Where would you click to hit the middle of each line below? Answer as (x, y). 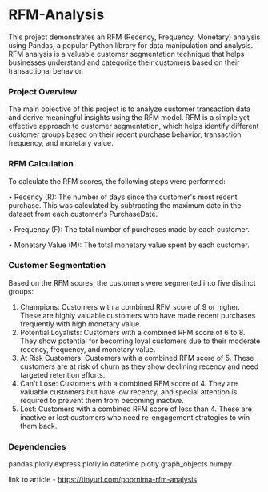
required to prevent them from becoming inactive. (102, 400)
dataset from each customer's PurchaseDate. (83, 214)
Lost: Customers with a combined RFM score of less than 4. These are (136, 409)
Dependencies (37, 446)
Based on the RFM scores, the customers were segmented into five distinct (132, 282)
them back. (38, 426)
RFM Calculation (41, 164)
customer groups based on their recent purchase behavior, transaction (125, 134)
